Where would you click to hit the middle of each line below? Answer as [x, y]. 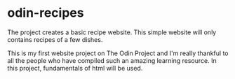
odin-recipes [46, 13]
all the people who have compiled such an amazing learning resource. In [112, 60]
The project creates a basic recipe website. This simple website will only [112, 32]
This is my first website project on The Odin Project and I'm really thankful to [118, 53]
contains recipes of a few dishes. [55, 39]
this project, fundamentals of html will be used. [75, 68]
